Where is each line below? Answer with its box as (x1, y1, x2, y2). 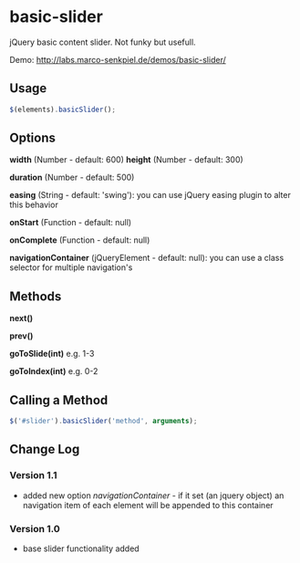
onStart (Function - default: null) (9, 217, 132, 228)
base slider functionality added (22, 543, 140, 554)
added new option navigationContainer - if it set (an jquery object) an (22, 490, 284, 501)
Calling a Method (9, 392, 109, 408)
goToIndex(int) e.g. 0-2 (9, 366, 98, 377)
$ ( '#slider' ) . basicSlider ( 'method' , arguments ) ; (9, 417, 198, 426)
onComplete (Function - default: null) (9, 235, 150, 245)
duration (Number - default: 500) (9, 172, 135, 183)
